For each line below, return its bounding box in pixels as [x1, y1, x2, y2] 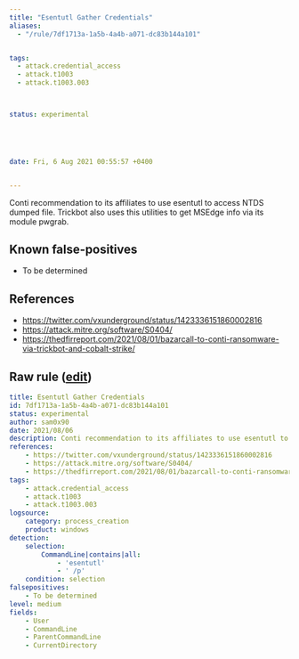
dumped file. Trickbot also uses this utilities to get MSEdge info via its [9, 207, 264, 217]
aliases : [9, 21, 42, 30]
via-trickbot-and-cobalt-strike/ [21, 344, 135, 354]
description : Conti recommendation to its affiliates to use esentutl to [9, 434, 289, 443]
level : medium [9, 599, 62, 608]
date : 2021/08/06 [9, 426, 74, 435]
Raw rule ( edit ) [9, 369, 93, 384]
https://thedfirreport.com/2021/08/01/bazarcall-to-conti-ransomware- [21, 334, 279, 345]
